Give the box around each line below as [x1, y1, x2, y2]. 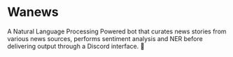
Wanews [7, 4, 59, 20]
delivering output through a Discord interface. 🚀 [7, 42, 145, 50]
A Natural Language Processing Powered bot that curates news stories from [7, 27, 227, 35]
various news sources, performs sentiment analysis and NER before [7, 34, 203, 42]
